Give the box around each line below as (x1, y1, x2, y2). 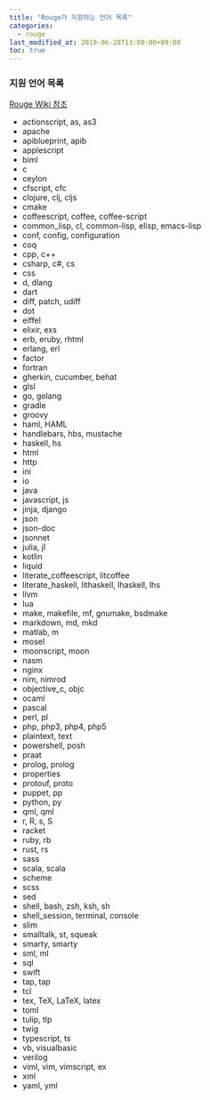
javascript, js (21, 494, 69, 505)
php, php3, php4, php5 (21, 721, 107, 732)
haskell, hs (21, 438, 62, 449)
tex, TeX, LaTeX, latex (21, 995, 101, 1006)
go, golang (21, 390, 62, 401)
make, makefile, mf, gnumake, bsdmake (21, 608, 168, 619)
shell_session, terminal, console (21, 911, 140, 921)
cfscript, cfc (21, 183, 67, 194)
